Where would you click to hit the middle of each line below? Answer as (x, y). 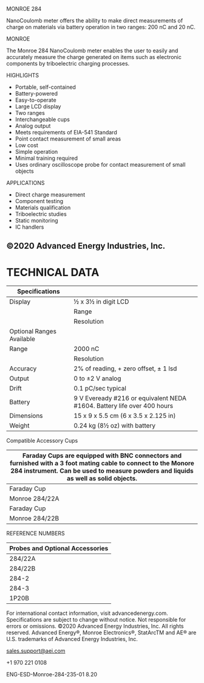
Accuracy (23, 369)
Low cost (26, 145)
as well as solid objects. (102, 479)
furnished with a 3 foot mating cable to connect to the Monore (102, 463)
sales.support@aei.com (36, 651)
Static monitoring (37, 220)
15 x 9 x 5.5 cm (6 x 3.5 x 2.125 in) (125, 416)
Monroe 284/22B (34, 518)
